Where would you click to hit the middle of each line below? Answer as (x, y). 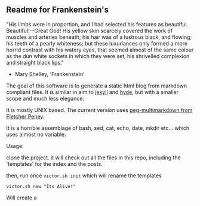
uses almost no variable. (36, 134)
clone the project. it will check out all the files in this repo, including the (93, 157)
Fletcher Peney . (25, 116)
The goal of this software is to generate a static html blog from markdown (97, 86)
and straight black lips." (35, 62)
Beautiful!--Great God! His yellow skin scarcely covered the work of (90, 31)
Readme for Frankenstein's (58, 10)
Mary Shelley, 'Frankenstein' (50, 74)
